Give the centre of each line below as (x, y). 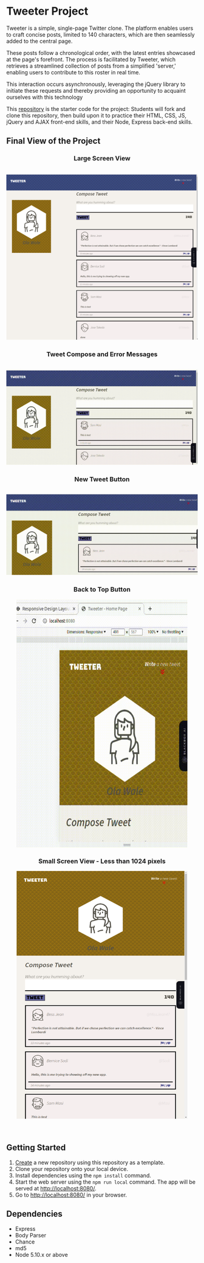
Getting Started (36, 1148)
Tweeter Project (47, 11)
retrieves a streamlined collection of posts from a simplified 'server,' (91, 66)
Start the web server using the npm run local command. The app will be (105, 1182)
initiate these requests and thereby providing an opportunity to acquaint (96, 90)
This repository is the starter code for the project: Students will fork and (96, 109)
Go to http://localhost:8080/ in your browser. (71, 1195)
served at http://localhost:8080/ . (56, 1188)
